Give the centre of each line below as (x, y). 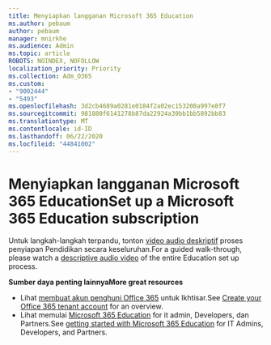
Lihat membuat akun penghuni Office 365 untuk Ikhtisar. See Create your (141, 298)
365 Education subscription (104, 218)
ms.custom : (27, 83)
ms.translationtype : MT (49, 121)
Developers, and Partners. (64, 332)
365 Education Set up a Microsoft (121, 201)
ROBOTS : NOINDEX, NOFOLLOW (54, 62)
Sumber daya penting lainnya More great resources (96, 282)
